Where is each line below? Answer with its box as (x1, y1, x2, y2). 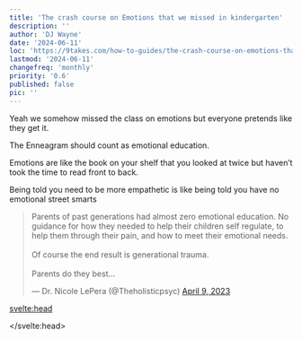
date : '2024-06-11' (9, 38, 83, 48)
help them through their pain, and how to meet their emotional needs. (31, 230, 289, 240)
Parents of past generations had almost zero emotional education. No (31, 211, 289, 222)
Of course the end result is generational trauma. (31, 248, 209, 260)
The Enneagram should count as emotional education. (9, 140, 209, 151)
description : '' (9, 22, 70, 30)
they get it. (9, 122, 49, 133)
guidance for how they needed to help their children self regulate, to (31, 221, 285, 231)
